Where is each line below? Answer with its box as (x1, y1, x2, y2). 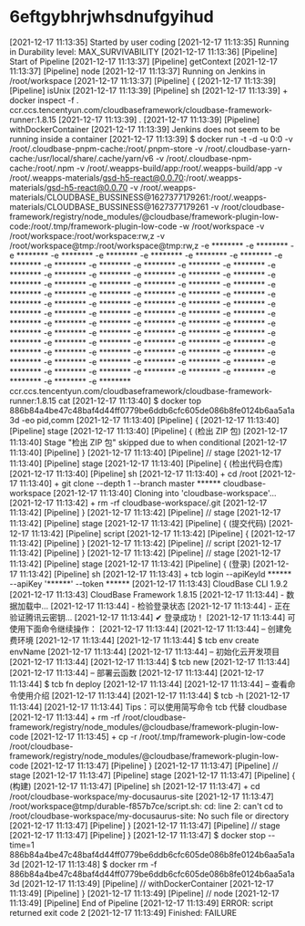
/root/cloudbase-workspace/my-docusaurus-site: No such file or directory (9, 810, 290, 821)
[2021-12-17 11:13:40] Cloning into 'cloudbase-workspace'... (53, 487, 277, 498)
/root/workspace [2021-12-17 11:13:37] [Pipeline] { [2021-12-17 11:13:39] (9, 75, 276, 86)
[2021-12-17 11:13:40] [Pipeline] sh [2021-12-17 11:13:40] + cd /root (9, 468, 258, 479)
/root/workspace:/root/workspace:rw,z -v (9, 230, 166, 241)
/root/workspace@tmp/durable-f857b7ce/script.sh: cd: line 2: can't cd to (9, 800, 284, 811)
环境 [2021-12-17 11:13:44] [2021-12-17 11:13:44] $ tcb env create (16, 634, 259, 645)
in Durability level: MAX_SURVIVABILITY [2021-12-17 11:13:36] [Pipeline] (9, 46, 278, 57)
